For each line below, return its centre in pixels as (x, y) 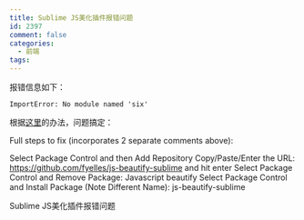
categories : (32, 43)
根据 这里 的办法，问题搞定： (61, 122)
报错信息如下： (37, 87)
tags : (20, 60)
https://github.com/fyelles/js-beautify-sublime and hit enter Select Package (151, 168)
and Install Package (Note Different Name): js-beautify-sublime (127, 187)
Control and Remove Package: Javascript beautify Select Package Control (149, 177)
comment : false (38, 35)
